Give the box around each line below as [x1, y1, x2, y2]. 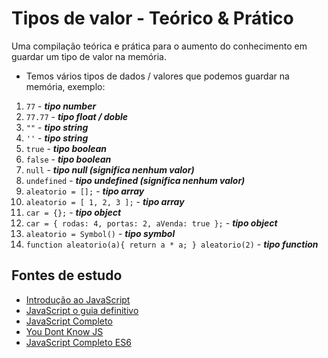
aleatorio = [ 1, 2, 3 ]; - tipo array [25, 195, 185, 207]
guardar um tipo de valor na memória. [11, 50, 167, 62]
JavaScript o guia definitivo [25, 304, 139, 316]
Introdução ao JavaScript [25, 293, 131, 306]
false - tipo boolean [25, 153, 112, 165]
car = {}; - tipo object [25, 206, 122, 218]
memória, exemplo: [25, 80, 106, 92]
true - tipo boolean [25, 142, 108, 154]
